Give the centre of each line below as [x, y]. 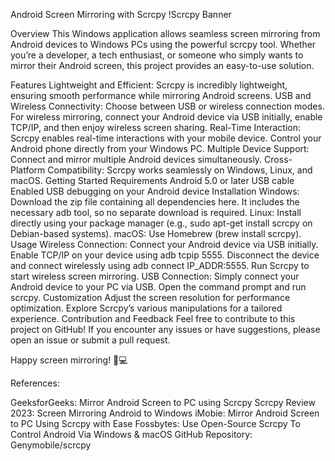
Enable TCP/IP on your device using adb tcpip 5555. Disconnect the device [165, 255]
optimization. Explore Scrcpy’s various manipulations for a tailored [146, 308]
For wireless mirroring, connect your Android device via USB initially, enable [166, 117]
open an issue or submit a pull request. [90, 340]
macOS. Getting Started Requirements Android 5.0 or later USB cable [152, 180]
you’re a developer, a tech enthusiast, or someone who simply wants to [157, 55]
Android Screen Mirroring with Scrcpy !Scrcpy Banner [121, 14]
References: [35, 383]
